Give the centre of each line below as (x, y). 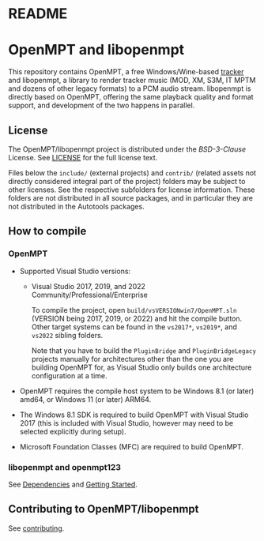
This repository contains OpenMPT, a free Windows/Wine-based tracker (126, 72)
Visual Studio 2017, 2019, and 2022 (89, 286)
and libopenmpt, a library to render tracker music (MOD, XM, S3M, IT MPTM (132, 81)
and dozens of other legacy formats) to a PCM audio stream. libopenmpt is (130, 88)
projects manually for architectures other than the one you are (132, 359)
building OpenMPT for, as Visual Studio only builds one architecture (141, 367)
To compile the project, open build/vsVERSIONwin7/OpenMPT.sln (134, 310)
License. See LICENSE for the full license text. (83, 157)
